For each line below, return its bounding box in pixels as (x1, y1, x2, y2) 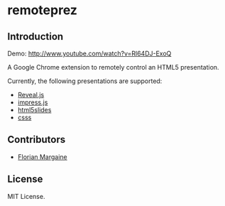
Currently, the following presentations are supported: (7, 77, 163, 85)
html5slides (17, 106, 52, 114)
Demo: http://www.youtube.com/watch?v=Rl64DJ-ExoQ (7, 49, 172, 58)
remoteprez (7, 2, 78, 18)
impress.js (17, 98, 48, 107)
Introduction (7, 31, 64, 43)
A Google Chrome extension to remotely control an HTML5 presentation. (7, 63, 219, 71)
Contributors (7, 134, 66, 146)
